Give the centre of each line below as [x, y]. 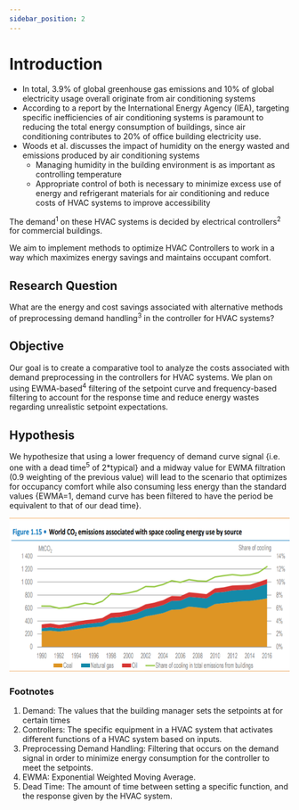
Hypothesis [42, 435]
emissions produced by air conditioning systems [111, 155]
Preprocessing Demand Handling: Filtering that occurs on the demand [150, 748]
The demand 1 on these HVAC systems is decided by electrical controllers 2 [145, 220]
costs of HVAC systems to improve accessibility [123, 202]
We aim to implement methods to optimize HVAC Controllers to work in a [142, 248]
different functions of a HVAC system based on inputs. [122, 739]
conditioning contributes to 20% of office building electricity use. [141, 136]
